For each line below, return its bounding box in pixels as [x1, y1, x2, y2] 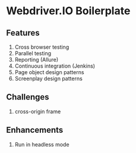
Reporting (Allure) [14, 56, 59, 63]
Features [6, 28, 40, 38]
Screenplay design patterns [14, 75, 83, 82]
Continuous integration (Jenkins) [14, 62, 96, 69]
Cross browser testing [14, 43, 69, 50]
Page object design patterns [14, 69, 84, 75]
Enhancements [6, 125, 64, 135]
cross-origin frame [14, 108, 61, 115]
